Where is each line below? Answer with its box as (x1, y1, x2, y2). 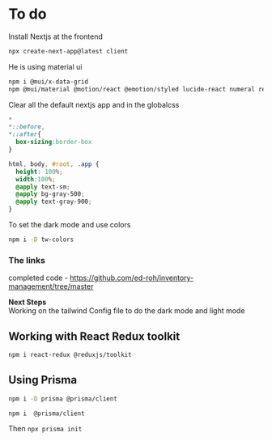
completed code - (8, 273, 69, 283)
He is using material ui (8, 61, 83, 71)
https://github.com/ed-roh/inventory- (70, 273, 194, 283)
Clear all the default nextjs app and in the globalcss (8, 100, 180, 109)
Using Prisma (8, 373, 78, 387)
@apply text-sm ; (15, 183, 70, 191)
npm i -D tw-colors (8, 235, 74, 244)
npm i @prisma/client (8, 409, 85, 418)
